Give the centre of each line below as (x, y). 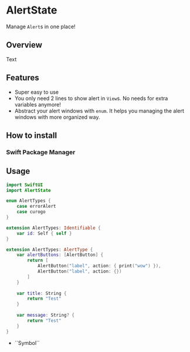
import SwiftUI (25, 185)
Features (23, 78)
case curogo (31, 212)
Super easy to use (36, 92)
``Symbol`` (27, 343)
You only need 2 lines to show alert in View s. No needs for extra (91, 98)
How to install (32, 135)
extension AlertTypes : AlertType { (50, 250)
